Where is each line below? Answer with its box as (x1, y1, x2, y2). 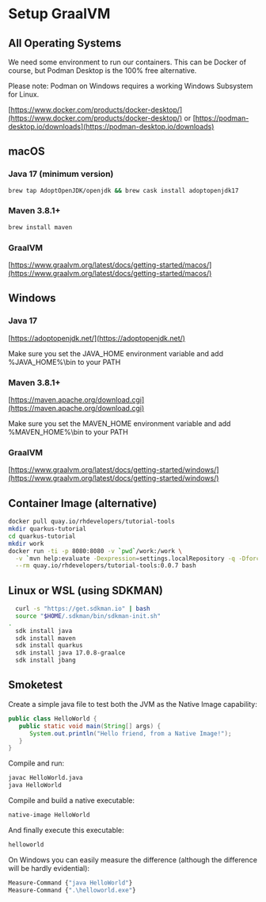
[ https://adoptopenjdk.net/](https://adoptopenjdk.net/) (8, 333, 186, 343)
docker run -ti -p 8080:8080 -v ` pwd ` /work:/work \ (8, 547, 182, 555)
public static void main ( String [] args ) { (18, 722, 161, 730)
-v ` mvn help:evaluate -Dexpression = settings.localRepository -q (15, 555, 236, 562)
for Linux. (8, 90, 40, 99)
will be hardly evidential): (8, 863, 89, 873)
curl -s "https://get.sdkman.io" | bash (15, 605, 150, 613)
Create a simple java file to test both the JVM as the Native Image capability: (8, 699, 257, 708)
